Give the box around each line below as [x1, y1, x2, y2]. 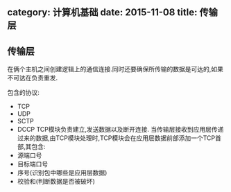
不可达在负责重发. [7, 73, 58, 82]
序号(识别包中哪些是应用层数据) [17, 168, 108, 177]
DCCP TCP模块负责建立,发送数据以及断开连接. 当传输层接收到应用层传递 [17, 125, 224, 134]
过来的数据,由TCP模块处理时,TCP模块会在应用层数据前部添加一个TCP [17, 134, 216, 142]
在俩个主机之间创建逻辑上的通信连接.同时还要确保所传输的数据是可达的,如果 [7, 65, 224, 73]
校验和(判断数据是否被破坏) [17, 177, 96, 186]
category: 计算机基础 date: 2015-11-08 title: [7, 6, 198, 19]
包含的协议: [7, 89, 40, 97]
